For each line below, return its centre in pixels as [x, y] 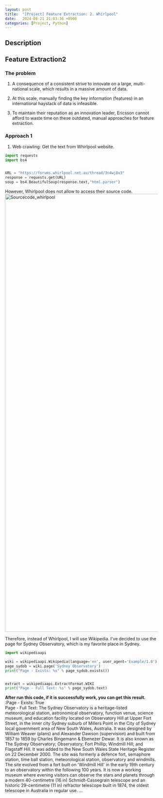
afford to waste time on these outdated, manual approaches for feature [83, 118]
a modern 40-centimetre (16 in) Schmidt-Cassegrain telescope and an [75, 780]
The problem [20, 73]
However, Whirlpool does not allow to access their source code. [69, 191]
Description [23, 43]
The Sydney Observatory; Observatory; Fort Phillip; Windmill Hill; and [74, 744]
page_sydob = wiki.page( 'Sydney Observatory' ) [53, 666]
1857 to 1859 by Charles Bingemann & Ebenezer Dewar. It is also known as [79, 739]
